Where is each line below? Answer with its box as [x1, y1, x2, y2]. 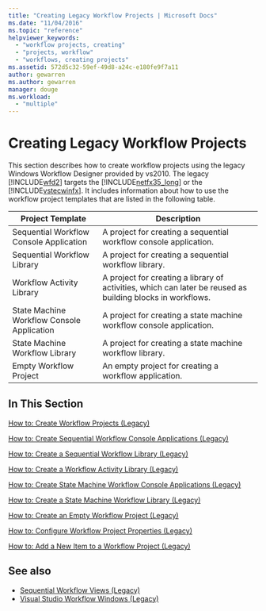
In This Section [8, 398, 84, 411]
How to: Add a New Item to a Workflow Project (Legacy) [8, 541, 192, 551]
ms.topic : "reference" [8, 26, 83, 34]
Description [155, 213, 201, 225]
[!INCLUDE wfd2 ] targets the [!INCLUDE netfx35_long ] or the [8, 178, 203, 187]
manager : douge [8, 85, 59, 94]
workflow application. [102, 371, 183, 382]
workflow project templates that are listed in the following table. [8, 194, 216, 204]
